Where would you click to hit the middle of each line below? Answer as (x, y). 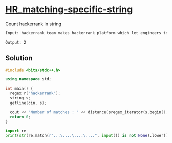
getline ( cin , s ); (28, 103)
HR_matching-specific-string (69, 9)
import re (16, 131)
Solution (19, 58)
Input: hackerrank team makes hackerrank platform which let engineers (83, 33)
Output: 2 (16, 42)
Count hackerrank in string (34, 24)
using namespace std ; (28, 79)
